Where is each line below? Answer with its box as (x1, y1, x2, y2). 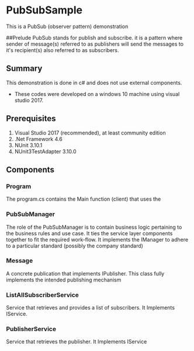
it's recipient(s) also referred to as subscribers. (6, 46, 119, 53)
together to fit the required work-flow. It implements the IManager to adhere (6, 236, 189, 243)
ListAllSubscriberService (6, 291, 79, 299)
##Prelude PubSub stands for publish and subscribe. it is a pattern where (6, 34, 183, 41)
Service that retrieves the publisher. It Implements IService (6, 338, 147, 345)
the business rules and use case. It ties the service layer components (6, 229, 173, 237)
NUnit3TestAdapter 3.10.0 (14, 147, 77, 155)
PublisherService (6, 325, 57, 333)
